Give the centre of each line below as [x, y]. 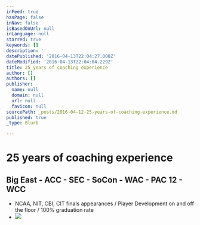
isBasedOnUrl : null [30, 28]
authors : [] [21, 78]
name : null [25, 90]
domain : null [28, 95]
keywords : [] [22, 45]
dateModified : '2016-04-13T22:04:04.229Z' [60, 62]
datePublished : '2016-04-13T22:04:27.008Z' [61, 56]
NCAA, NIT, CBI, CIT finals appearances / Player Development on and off [104, 203]
